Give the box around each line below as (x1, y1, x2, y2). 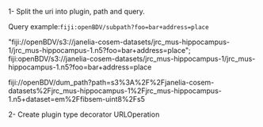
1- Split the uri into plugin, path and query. (8, 7, 145, 16)
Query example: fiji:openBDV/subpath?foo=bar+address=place (8, 22, 209, 31)
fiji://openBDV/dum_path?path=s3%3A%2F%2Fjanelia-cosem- (8, 78, 215, 87)
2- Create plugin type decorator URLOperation (8, 110, 160, 119)
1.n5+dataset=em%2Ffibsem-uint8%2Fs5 (8, 95, 145, 103)
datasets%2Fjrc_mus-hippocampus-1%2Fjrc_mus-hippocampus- (8, 86, 222, 95)
